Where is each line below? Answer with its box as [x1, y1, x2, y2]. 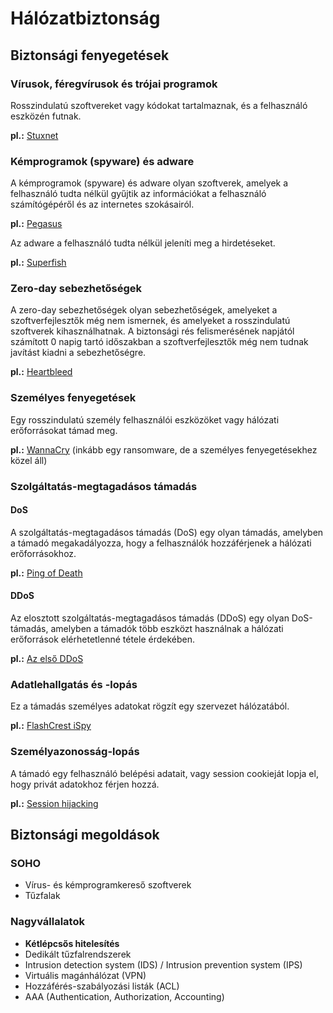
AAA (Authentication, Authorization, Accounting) [24, 990, 225, 1002]
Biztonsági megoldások [10, 827, 160, 844]
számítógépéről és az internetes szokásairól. [10, 198, 195, 211]
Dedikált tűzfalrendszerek [24, 948, 132, 960]
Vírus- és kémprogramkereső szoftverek [24, 879, 192, 891]
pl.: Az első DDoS [10, 653, 84, 665]
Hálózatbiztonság [10, 7, 161, 30]
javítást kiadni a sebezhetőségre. [10, 347, 147, 359]
